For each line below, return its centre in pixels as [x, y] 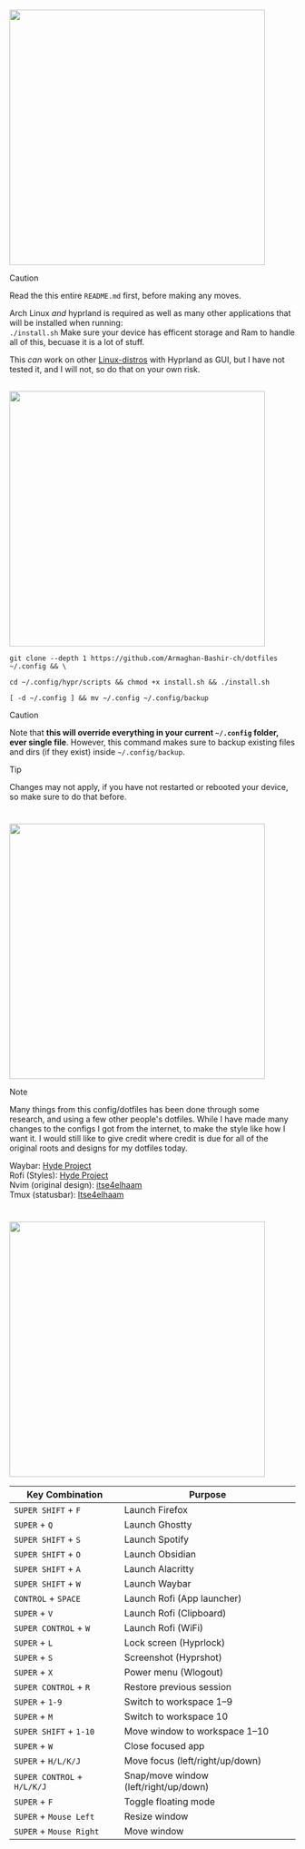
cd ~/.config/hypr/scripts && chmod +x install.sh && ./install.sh [140, 682]
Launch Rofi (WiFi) [164, 1627]
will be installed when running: [66, 323]
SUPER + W [34, 1745]
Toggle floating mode [169, 1801]
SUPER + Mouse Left [54, 1816]
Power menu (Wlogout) [174, 1672]
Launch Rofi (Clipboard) [175, 1613]
